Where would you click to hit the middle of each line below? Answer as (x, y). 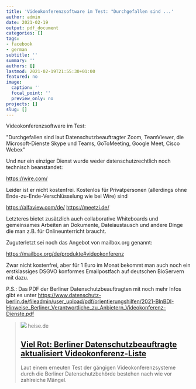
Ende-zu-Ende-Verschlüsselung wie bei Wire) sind (67, 196)
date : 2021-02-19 (27, 22)
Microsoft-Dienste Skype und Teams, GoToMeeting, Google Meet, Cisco (93, 143)
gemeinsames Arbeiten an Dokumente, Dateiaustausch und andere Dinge (94, 225)
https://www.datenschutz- (69, 295)
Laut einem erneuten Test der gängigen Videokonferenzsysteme (98, 368)
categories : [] (25, 33)
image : (14, 82)
